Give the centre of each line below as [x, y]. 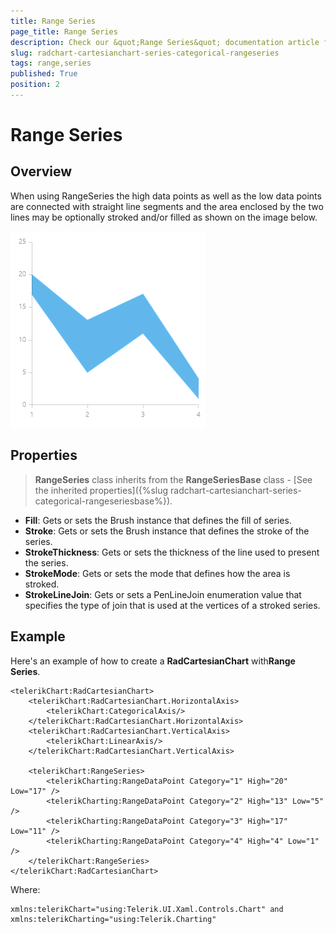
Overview [41, 171]
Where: [25, 889]
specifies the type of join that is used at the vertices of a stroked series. [172, 605]
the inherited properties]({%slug [101, 490]
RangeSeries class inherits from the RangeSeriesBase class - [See [173, 479]
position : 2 [35, 85]
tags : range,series [51, 63]
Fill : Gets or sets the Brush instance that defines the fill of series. [158, 520]
